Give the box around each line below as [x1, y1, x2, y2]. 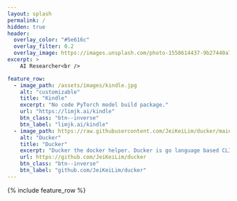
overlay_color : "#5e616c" [13, 37, 90, 44]
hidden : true [7, 23, 46, 30]
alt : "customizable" [20, 89, 80, 96]
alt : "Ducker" [20, 134, 61, 141]
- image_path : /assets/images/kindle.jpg [13, 82, 138, 89]
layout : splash [7, 10, 52, 18]
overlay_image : [13, 50, 59, 57]
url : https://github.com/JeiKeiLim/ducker [20, 154, 147, 161]
